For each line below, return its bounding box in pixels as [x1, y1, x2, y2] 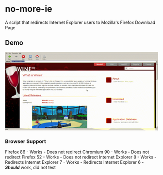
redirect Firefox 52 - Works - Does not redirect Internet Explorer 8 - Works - [5, 154, 157, 160]
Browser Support [5, 138, 46, 144]
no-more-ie [5, 3, 52, 15]
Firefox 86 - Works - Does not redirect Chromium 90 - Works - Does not [5, 149, 149, 155]
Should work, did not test [5, 164, 56, 170]
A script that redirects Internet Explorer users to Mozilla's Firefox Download [5, 19, 156, 25]
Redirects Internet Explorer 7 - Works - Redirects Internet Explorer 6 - [5, 159, 144, 165]
